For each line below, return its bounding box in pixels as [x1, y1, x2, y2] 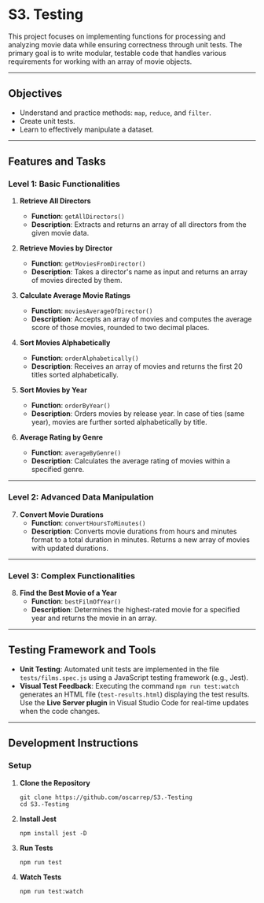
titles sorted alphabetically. [31, 370, 119, 380]
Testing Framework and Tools [8, 644, 156, 657]
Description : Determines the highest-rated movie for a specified [31, 605, 240, 615]
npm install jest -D [19, 829, 87, 837]
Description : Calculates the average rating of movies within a [31, 456, 230, 466]
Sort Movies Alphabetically [19, 338, 111, 347]
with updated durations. [31, 543, 108, 552]
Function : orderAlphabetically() [31, 353, 139, 363]
